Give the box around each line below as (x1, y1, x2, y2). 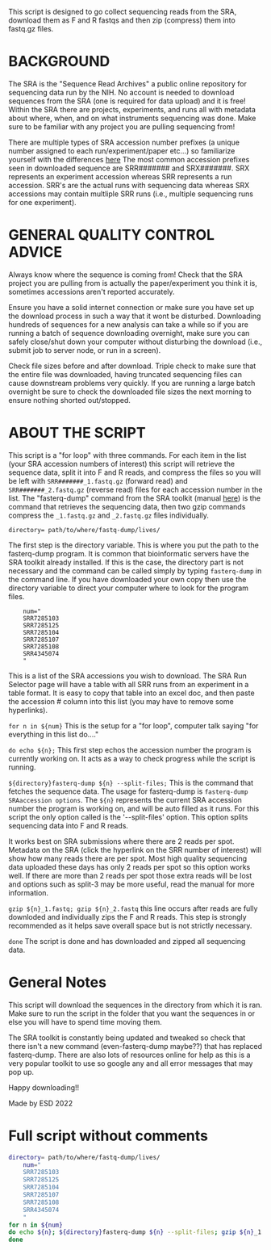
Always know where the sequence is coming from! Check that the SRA (8, 270, 244, 279)
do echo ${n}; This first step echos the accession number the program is (8, 745, 252, 754)
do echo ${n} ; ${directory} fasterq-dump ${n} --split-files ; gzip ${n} (8, 1228, 254, 1236)
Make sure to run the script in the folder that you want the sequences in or (8, 1009, 256, 1018)
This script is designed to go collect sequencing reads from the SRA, (8, 7, 237, 16)
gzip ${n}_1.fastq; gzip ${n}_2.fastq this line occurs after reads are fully (8, 904, 258, 913)
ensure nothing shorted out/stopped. (8, 395, 131, 405)
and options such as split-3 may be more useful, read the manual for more (8, 879, 256, 889)
